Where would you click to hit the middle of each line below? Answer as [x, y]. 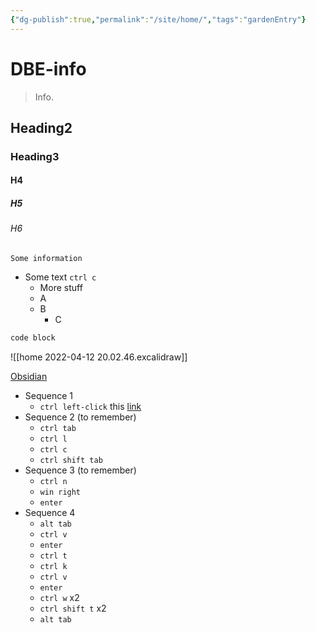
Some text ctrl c [60, 277]
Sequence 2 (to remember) [80, 417]
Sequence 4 [50, 512]
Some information [46, 259]
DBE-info [48, 68]
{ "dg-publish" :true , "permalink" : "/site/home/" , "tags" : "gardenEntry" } [158, 19]
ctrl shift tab [71, 460]
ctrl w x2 [59, 597]
